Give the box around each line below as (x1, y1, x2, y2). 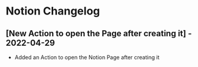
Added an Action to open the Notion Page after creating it (14, 54, 159, 61)
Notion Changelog (5, 4, 100, 18)
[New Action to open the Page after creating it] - (5, 28, 192, 39)
